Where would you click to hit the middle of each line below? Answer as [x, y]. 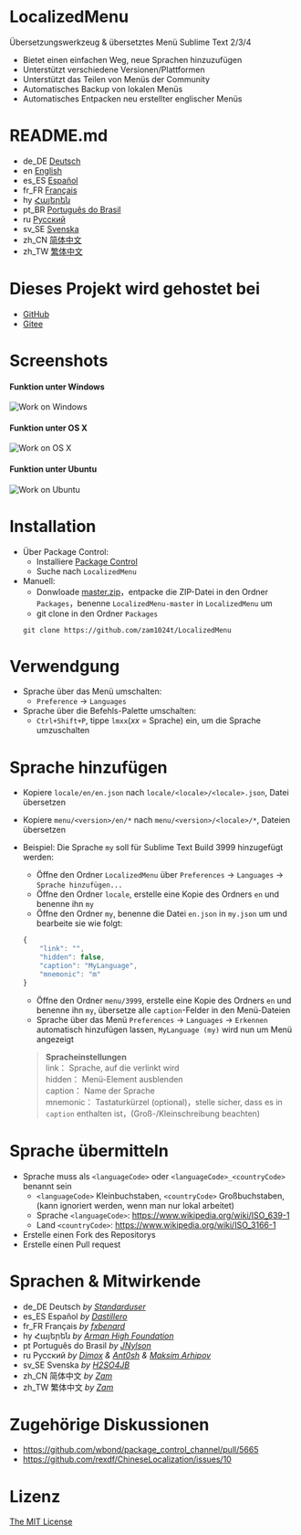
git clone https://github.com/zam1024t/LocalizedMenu [127, 630]
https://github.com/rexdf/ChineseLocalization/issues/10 [127, 1459]
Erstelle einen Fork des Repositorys [89, 1234]
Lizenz [35, 1496]
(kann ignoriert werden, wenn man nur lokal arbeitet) [135, 1205]
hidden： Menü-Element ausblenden [114, 1079]
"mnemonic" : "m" [70, 974]
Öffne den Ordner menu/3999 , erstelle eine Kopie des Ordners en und [164, 1000]
